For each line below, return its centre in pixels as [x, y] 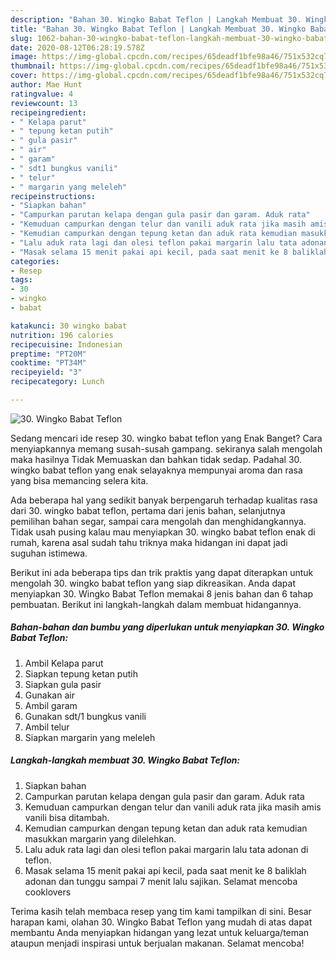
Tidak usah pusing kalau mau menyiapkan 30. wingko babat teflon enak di [163, 532]
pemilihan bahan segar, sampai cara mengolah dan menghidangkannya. [158, 521]
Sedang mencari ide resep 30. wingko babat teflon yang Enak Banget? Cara [166, 438]
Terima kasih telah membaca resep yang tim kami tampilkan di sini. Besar [161, 911]
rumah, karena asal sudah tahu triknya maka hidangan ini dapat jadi [149, 542]
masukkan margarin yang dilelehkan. [100, 838]
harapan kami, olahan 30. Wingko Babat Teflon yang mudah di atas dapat [161, 922]
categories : [35, 261]
